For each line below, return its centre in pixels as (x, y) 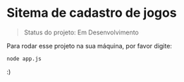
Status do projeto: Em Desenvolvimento (81, 32)
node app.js (24, 59)
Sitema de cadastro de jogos (92, 13)
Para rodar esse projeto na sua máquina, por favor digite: (89, 46)
